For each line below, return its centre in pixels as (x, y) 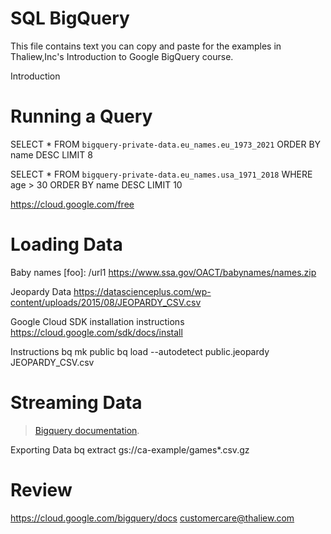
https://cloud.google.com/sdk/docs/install (96, 332)
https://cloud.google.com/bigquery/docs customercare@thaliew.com (152, 518)
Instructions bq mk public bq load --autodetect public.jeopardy (140, 351)
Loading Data (66, 244)
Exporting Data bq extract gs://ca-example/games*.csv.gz (130, 449)
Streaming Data (76, 403)
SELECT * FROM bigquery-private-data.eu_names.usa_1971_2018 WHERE (161, 174)
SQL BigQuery (70, 18)
